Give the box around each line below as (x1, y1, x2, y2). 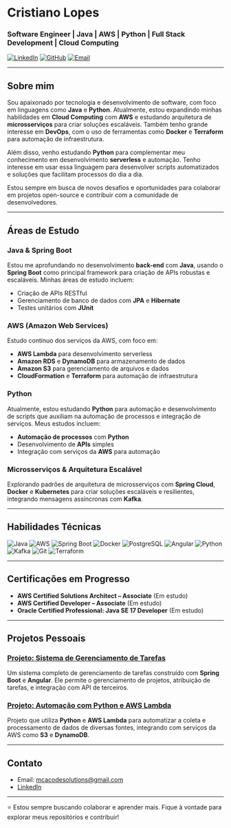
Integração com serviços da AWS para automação (16, 447, 160, 455)
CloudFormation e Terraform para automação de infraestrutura (16, 372, 198, 380)
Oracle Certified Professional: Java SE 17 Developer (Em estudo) (16, 606, 204, 614)
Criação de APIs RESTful (16, 289, 87, 297)
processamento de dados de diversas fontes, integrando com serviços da (7, 723, 217, 732)
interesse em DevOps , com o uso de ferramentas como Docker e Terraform (7, 127, 223, 136)
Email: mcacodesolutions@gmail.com (16, 776, 124, 784)
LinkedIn (16, 783, 42, 791)
